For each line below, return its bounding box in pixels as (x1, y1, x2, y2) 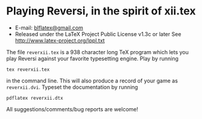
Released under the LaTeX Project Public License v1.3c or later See (14, 30, 181, 37)
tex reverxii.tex (6, 66, 50, 73)
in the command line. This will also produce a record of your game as (6, 77, 178, 84)
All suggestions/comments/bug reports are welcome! (6, 105, 139, 112)
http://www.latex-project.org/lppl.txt (14, 37, 105, 44)
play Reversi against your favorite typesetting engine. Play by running (6, 55, 179, 62)
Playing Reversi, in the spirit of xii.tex (6, 4, 196, 18)
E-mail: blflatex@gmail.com (14, 24, 83, 31)
